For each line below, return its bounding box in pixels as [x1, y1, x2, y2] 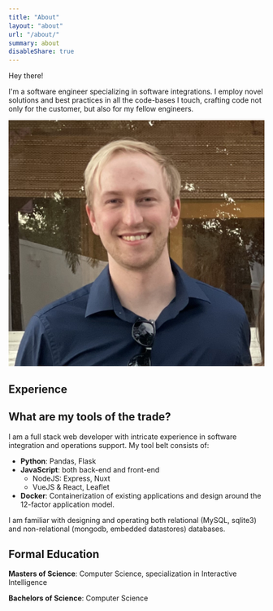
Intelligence [8, 578, 47, 587]
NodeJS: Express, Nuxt [32, 473, 111, 483]
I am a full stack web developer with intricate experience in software [8, 432, 237, 442]
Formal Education [8, 547, 100, 561]
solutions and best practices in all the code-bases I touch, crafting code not [8, 95, 262, 105]
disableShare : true [8, 47, 75, 56]
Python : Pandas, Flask [19, 456, 97, 466]
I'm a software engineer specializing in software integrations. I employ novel [8, 86, 263, 97]
